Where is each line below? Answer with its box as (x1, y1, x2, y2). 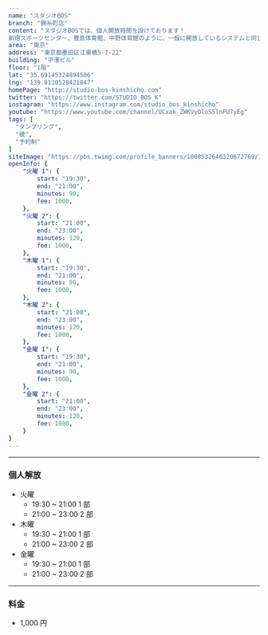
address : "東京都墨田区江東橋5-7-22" (8, 49, 123, 57)
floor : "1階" (8, 64, 50, 72)
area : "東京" (8, 41, 49, 49)
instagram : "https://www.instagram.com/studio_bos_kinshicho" (8, 101, 219, 108)
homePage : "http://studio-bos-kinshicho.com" (8, 85, 162, 94)
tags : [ (8, 116, 34, 124)
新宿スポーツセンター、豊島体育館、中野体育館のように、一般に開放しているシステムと (8, 34, 251, 42)
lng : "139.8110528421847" (8, 78, 94, 86)
